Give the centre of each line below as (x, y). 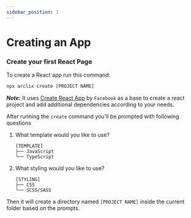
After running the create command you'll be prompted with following (93, 116)
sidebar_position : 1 (33, 12)
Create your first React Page (49, 61)
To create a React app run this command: (58, 75)
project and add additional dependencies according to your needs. (90, 104)
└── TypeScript (35, 157)
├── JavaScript (35, 151)
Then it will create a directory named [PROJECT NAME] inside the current (95, 201)
